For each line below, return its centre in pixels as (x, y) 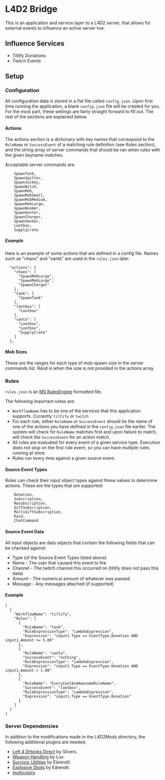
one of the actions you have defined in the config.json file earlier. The (84, 427)
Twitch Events (26, 61)
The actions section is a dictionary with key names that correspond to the (80, 139)
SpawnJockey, (27, 182)
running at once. (29, 453)
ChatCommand (26, 521)
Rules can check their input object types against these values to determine (81, 480)
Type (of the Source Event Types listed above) (60, 558)
